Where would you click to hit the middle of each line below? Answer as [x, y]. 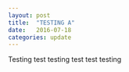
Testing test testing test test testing [65, 59]
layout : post [29, 15]
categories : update [40, 37]
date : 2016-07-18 [40, 30]
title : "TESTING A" [42, 23]
